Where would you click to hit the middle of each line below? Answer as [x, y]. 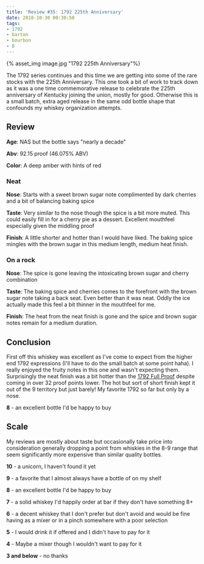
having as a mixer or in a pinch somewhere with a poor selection [87, 520]
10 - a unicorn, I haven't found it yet [51, 466]
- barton [17, 35]
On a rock [21, 260]
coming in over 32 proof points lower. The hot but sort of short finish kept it [101, 383]
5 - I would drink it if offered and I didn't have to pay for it [78, 532]
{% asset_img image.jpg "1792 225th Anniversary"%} [73, 63]
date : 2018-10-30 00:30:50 [40, 18]
